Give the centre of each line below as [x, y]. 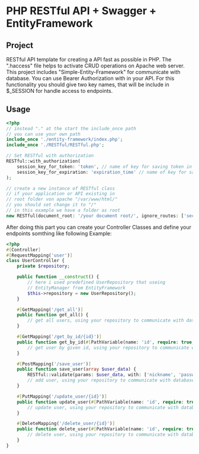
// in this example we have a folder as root [63, 210]
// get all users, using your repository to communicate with [106, 320]
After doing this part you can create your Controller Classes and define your [99, 227]
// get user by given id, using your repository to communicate [108, 348]
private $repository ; [43, 266]
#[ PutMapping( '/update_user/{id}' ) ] [62, 396]
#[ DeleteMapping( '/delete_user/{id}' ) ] [66, 424]
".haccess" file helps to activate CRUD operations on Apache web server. [95, 66]
